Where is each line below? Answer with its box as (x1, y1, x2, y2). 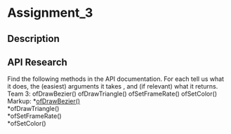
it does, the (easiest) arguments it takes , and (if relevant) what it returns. (7, 82, 218, 91)
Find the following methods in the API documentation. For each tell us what (7, 75, 225, 83)
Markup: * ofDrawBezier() (7, 97, 81, 105)
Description (7, 33, 60, 45)
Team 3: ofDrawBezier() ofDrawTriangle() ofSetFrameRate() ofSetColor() (7, 89, 218, 98)
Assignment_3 (7, 5, 93, 21)
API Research (7, 56, 68, 68)
